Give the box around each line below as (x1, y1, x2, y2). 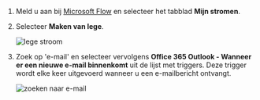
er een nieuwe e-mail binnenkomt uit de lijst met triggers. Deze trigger (15, 60, 247, 70)
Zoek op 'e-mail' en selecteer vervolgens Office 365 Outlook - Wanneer (15, 52, 252, 61)
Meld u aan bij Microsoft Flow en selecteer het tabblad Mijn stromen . (15, 7, 240, 16)
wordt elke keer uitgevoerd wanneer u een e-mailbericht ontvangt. (15, 69, 232, 77)
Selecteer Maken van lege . (15, 22, 104, 30)
